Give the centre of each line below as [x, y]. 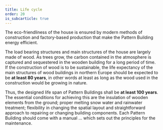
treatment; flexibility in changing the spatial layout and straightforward [75, 108]
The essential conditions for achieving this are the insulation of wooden [77, 97]
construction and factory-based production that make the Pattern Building [79, 37]
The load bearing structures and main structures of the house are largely [78, 52]
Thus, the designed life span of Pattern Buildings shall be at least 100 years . [82, 92]
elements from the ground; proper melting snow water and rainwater [74, 103]
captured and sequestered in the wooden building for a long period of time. [81, 62]
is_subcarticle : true [27, 18]
